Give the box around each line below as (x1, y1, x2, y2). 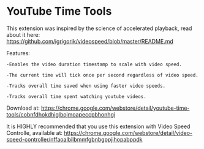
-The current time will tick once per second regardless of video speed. (6, 72, 199, 78)
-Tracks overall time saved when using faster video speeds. (6, 83, 166, 89)
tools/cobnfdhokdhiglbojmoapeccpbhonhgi (6, 110, 115, 118)
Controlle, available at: (6, 129, 63, 136)
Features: (6, 49, 31, 56)
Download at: (6, 104, 40, 112)
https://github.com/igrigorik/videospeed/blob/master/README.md (6, 37, 173, 45)
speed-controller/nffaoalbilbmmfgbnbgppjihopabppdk (6, 136, 143, 143)
